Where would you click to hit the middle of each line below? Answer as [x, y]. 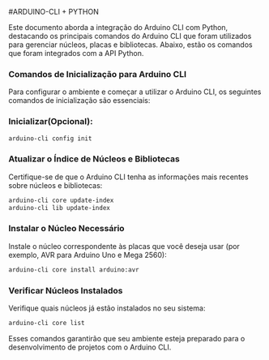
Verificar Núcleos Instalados [66, 290]
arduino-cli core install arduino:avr [74, 270]
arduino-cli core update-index [61, 200]
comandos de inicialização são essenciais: [79, 101]
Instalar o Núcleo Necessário [66, 229]
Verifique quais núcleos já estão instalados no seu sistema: [107, 308]
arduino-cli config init [50, 138]
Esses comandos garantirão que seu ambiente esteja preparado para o [127, 338]
